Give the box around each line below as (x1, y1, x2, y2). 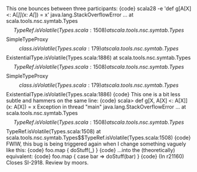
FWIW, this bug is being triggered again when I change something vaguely (6, 140, 186, 147)
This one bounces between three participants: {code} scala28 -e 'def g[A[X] (6, 5, 192, 12)
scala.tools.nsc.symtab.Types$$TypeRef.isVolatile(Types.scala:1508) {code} (6, 134, 191, 141)
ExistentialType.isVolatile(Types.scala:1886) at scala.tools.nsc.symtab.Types (6, 54, 191, 61)
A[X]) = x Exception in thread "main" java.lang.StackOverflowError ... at (14, 103, 186, 110)
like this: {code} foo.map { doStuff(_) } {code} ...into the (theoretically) (6, 147, 175, 153)
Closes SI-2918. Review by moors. (6, 159, 89, 166)
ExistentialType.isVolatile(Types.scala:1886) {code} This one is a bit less (6, 91, 181, 97)
